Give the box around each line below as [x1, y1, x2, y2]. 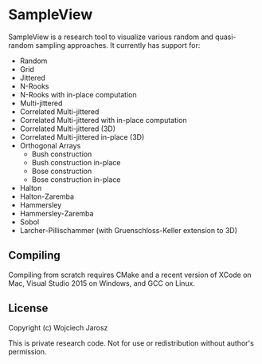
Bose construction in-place [31, 174, 121, 184]
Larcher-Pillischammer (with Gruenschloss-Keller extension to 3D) [19, 225, 237, 235]
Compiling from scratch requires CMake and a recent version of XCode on [8, 270, 252, 279]
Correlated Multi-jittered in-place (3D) [19, 132, 145, 141]
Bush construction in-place [31, 157, 121, 167]
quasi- [214, 32, 237, 42]
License [8, 302, 49, 315]
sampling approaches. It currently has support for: [35, 40, 201, 49]
